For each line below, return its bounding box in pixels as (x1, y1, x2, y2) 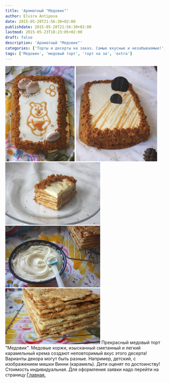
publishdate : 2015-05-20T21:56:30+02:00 (5, 24, 92, 29)
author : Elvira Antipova (5, 13, 58, 19)
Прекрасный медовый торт (101, 339, 160, 345)
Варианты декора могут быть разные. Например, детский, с (5, 356, 136, 362)
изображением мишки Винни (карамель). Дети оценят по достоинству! (5, 361, 160, 367)
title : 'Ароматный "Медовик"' (5, 8, 69, 13)
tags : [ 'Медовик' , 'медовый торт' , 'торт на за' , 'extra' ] (5, 51, 133, 56)
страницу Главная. (5, 371, 46, 378)
